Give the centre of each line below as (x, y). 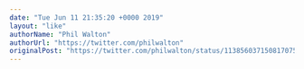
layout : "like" (38, 26)
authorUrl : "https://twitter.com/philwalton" (96, 43)
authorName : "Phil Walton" (60, 34)
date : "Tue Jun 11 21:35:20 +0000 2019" (87, 17)
